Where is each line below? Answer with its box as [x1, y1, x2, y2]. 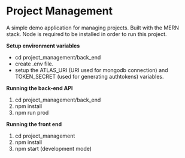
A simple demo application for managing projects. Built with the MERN [6, 24, 180, 31]
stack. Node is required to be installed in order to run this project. [6, 30, 167, 37]
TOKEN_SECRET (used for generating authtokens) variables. [14, 73, 164, 80]
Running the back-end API [6, 84, 73, 91]
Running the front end [6, 120, 62, 127]
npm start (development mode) [14, 145, 92, 152]
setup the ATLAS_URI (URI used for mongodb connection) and [14, 66, 169, 73]
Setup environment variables [6, 42, 80, 49]
